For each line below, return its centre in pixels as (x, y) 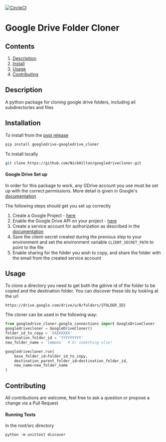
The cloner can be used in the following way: (51, 314)
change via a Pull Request (32, 403)
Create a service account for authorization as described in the (76, 226)
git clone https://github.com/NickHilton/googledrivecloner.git (73, 163)
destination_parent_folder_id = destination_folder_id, (71, 361)
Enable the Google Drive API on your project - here (65, 220)
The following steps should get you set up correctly (58, 205)
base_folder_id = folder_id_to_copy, (51, 356)
